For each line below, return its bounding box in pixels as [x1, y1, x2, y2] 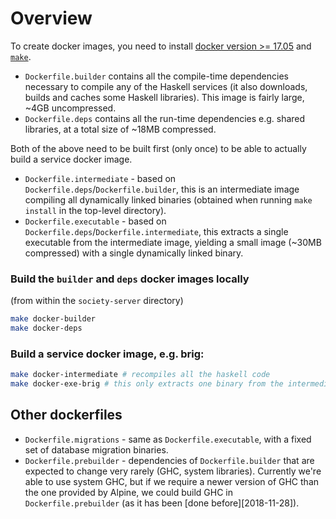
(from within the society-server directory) [10, 295, 184, 307]
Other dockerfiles [10, 407, 123, 424]
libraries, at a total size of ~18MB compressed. [24, 123, 217, 135]
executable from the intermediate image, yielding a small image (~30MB [24, 236, 322, 248]
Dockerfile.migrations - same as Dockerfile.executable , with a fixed [24, 433, 312, 445]
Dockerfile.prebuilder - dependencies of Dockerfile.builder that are [24, 454, 315, 466]
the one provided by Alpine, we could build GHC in [24, 486, 233, 498]
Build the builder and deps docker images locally [10, 272, 250, 286]
